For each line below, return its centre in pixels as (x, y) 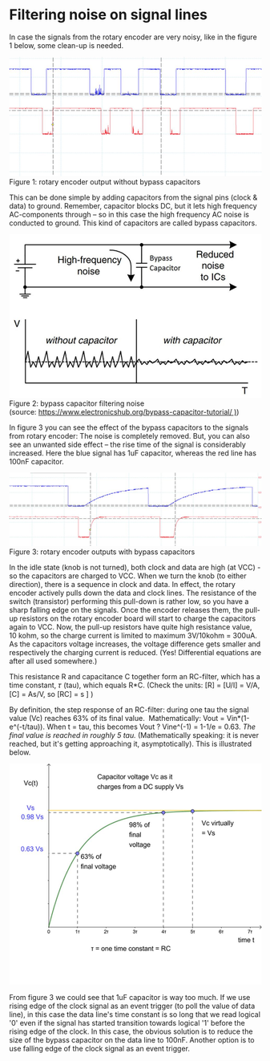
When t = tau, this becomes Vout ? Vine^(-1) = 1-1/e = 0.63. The (151, 727)
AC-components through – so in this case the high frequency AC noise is (129, 214)
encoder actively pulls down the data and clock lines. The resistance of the (133, 593)
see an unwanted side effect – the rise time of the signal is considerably (128, 445)
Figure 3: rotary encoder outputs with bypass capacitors (102, 552)
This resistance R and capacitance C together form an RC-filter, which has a (135, 676)
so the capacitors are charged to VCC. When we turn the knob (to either (128, 576)
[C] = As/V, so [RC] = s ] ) (51, 694)
